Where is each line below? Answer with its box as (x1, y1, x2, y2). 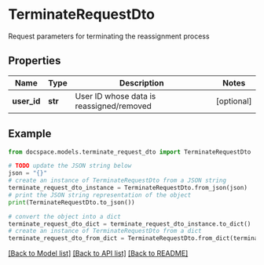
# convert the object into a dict (8, 212, 122, 220)
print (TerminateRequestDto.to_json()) (8, 198, 135, 206)
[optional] (215, 96, 252, 107)
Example (8, 127, 52, 140)
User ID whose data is (75, 90, 156, 101)
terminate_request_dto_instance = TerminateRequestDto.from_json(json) (8, 184, 247, 192)
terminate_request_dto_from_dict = (8, 234, 125, 242)
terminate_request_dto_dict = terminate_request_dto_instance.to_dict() (8, 220, 251, 228)
